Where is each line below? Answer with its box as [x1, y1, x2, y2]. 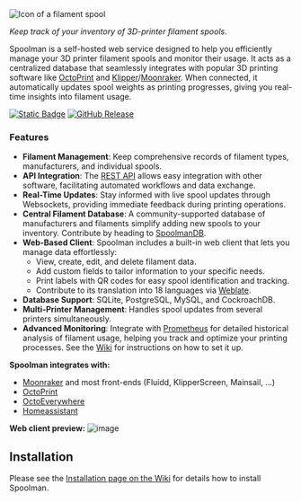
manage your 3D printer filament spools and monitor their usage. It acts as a [9, 53, 292, 64]
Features [9, 130, 49, 143]
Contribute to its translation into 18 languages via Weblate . [35, 285, 252, 295]
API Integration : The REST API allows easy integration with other [22, 171, 263, 181]
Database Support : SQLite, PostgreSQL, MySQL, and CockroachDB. [22, 295, 276, 305]
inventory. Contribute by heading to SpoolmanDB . [22, 228, 207, 239]
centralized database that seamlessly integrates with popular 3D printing [9, 63, 279, 73]
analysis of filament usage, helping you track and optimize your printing [22, 332, 288, 344]
